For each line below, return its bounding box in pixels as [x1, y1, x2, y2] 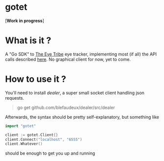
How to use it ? [5, 74, 66, 85]
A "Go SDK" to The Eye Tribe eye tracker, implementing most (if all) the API [5, 51, 157, 57]
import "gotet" [5, 123, 36, 129]
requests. [5, 95, 25, 101]
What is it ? [5, 35, 52, 46]
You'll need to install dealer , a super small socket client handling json [5, 90, 145, 96]
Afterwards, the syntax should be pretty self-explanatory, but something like [5, 114, 160, 120]
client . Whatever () [5, 141, 43, 146]
